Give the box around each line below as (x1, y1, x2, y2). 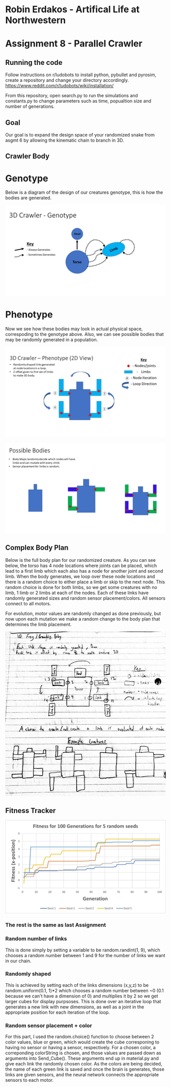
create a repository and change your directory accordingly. (5, 77, 129, 83)
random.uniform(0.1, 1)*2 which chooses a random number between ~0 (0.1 (5, 987, 164, 993)
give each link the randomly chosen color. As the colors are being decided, (5, 1061, 162, 1067)
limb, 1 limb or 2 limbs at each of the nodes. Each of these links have (5, 590, 149, 596)
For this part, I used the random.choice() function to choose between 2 (5, 1034, 154, 1040)
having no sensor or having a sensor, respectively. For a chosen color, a (5, 1045, 156, 1051)
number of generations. (5, 103, 55, 109)
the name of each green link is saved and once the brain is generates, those (5, 1066, 164, 1072)
